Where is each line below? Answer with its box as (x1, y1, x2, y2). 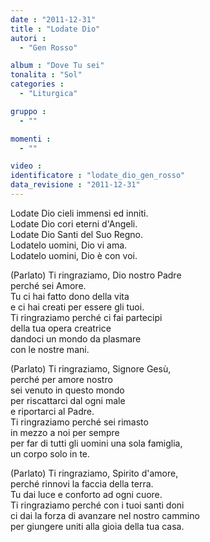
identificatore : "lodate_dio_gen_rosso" (10, 171, 186, 181)
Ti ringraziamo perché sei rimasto (10, 416, 149, 428)
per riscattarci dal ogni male (10, 394, 126, 406)
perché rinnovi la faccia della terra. (10, 477, 154, 490)
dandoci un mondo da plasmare (10, 332, 142, 345)
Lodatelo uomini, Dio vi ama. (10, 239, 128, 251)
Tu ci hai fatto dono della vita (10, 290, 130, 302)
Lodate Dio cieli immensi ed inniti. (10, 207, 149, 219)
